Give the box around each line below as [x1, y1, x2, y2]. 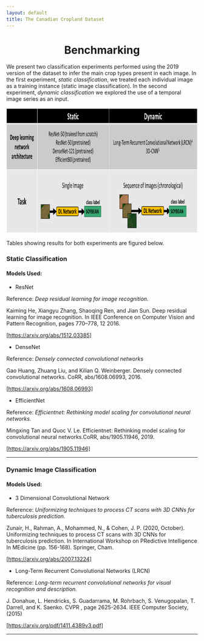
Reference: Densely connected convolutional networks [6, 355, 144, 362]
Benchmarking [64, 43, 140, 57]
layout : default [6, 10, 47, 16]
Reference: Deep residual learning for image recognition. [6, 295, 149, 302]
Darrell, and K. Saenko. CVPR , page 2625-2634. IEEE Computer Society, [6, 603, 189, 611]
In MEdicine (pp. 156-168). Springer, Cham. [6, 543, 114, 551]
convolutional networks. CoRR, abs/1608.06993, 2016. [6, 373, 142, 381]
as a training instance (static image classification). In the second [6, 83, 168, 90]
